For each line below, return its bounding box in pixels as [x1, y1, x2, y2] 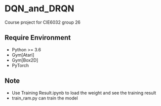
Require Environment [4, 34, 71, 42]
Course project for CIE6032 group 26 [4, 19, 81, 25]
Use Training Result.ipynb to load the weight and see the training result [11, 90, 157, 96]
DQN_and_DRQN [4, 3, 75, 14]
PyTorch [11, 62, 29, 68]
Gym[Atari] [11, 52, 35, 58]
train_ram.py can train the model [11, 95, 78, 101]
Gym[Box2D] [11, 57, 39, 63]
